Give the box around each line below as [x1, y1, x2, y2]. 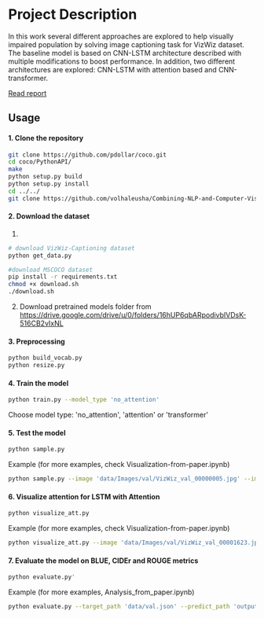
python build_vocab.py [8, 354, 82, 362]
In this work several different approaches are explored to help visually [8, 31, 234, 41]
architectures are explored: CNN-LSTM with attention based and [8, 64, 218, 74]
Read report [8, 88, 47, 97]
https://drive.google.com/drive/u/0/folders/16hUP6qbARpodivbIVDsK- [19, 311, 247, 320]
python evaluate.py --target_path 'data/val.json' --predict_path [8, 603, 230, 611]
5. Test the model [8, 428, 66, 437]
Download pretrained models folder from [19, 302, 152, 311]
